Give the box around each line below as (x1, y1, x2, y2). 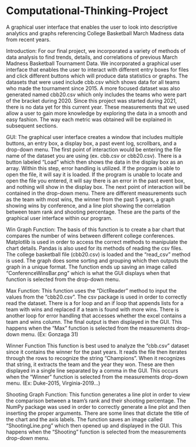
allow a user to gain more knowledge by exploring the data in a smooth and (6, 110, 187, 117)
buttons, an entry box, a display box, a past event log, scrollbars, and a (6, 140, 177, 147)
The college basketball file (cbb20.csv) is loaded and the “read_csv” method (6, 250, 191, 258)
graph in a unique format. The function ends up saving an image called (6, 263, 177, 270)
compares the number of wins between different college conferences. (6, 232, 175, 239)
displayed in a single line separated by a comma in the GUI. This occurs (6, 367, 178, 374)
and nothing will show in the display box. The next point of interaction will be (6, 183, 191, 190)
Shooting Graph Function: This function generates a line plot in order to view (6, 391, 190, 398)
